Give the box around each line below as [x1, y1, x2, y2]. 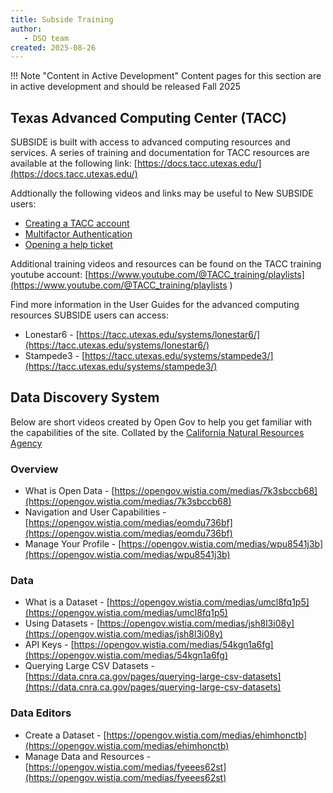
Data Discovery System [10, 389, 160, 406]
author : [10, 24, 43, 34]
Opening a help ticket [24, 239, 113, 251]
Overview [10, 462, 59, 476]
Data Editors [10, 706, 72, 720]
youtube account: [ [10, 269, 89, 281]
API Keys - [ [24, 639, 75, 651]
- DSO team [23, 33, 70, 43]
